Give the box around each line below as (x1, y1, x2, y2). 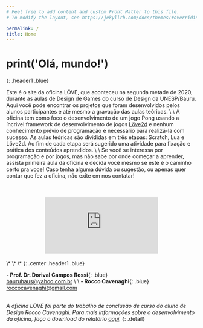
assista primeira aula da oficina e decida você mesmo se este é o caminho (6, 159, 192, 167)
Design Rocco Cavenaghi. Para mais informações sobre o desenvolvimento (6, 309, 195, 316)
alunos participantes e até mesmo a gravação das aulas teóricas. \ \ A (6, 108, 180, 115)
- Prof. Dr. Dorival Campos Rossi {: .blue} (6, 271, 108, 278)
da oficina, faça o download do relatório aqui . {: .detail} (6, 315, 145, 323)
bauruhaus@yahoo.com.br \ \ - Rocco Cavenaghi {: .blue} (6, 278, 149, 285)
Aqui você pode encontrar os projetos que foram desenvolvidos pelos (6, 101, 180, 109)
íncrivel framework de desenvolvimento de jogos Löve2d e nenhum (6, 121, 174, 128)
